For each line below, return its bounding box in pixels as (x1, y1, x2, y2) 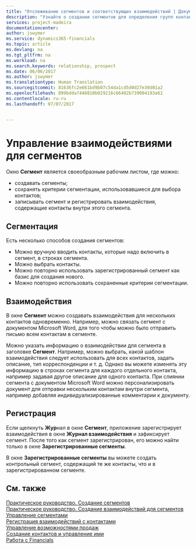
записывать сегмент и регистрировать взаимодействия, (14, 198, 156, 205)
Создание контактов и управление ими (6, 530, 104, 537)
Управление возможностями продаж (6, 524, 99, 531)
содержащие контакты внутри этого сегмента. (14, 204, 132, 211)
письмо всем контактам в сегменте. (6, 331, 97, 338)
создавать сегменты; (14, 180, 68, 187)
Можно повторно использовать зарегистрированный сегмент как (14, 267, 180, 274)
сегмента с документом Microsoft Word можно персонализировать (6, 379, 175, 386)
